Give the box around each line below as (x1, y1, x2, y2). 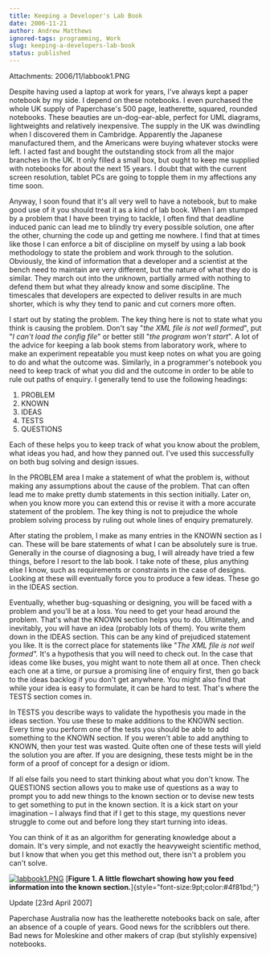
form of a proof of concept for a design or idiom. (9, 759, 170, 768)
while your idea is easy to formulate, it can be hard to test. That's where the (9, 683, 260, 693)
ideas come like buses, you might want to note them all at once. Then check (9, 657, 261, 667)
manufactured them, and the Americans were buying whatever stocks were (9, 138, 259, 147)
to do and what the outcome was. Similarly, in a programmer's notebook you (9, 357, 262, 367)
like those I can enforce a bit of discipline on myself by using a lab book (9, 239, 247, 249)
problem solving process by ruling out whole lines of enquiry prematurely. (9, 516, 254, 525)
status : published (9, 49, 71, 57)
